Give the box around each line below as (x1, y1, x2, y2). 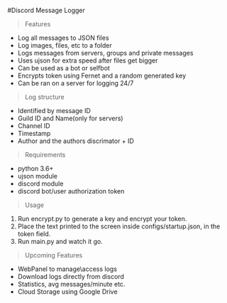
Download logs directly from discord (17, 272, 124, 280)
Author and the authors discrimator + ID (17, 137, 135, 145)
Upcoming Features (24, 251, 83, 259)
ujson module (17, 172, 58, 180)
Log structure (24, 92, 65, 101)
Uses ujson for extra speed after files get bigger (17, 56, 158, 65)
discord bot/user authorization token (17, 187, 125, 195)
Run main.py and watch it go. (17, 238, 103, 245)
